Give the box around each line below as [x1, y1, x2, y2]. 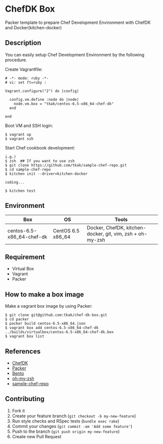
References [5, 347, 41, 355]
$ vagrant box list [5, 334, 45, 339]
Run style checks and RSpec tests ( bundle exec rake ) [12, 418, 120, 424]
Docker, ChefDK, [86, 224, 125, 231]
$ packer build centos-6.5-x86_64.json [5, 321, 86, 326]
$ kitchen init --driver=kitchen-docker [5, 171, 88, 176]
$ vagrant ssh [5, 136, 34, 141]
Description [5, 39, 41, 47]
